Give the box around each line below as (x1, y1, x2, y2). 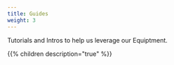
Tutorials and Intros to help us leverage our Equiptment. (7, 36, 168, 44)
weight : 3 (7, 17, 36, 24)
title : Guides (7, 10, 49, 17)
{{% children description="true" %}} (7, 50, 112, 58)
